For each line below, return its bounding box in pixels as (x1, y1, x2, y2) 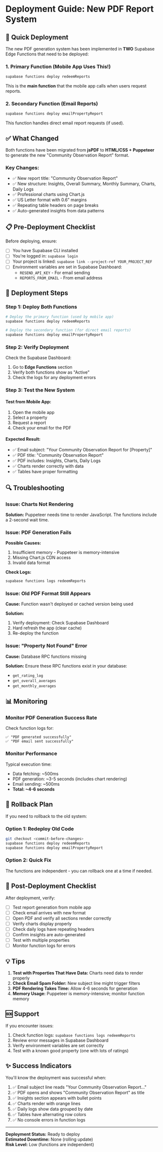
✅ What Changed (5, 134, 59, 142)
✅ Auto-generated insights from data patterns (12, 208, 104, 214)
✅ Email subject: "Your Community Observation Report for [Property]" (12, 447, 152, 453)
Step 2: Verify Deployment (5, 344, 69, 350)
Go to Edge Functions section (12, 364, 73, 370)
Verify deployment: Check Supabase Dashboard (12, 620, 109, 626)
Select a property (12, 414, 47, 421)
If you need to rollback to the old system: (5, 813, 87, 819)
